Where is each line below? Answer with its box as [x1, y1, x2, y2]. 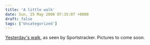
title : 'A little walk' [5, 7, 55, 12]
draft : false [5, 16, 33, 21]
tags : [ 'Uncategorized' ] [5, 21, 57, 26]
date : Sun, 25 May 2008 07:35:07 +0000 [5, 12, 89, 17]
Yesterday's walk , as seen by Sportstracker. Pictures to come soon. [5, 35, 145, 41]
